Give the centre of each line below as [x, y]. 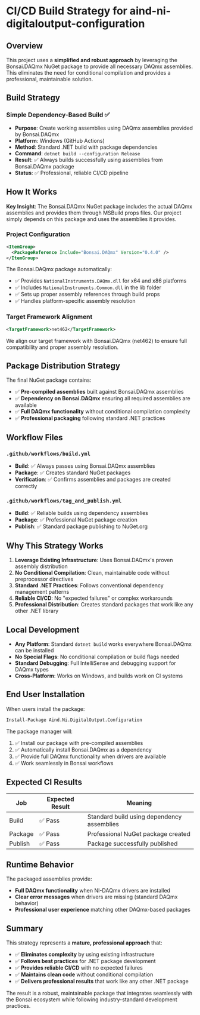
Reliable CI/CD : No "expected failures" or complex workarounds [94, 598]
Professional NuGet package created [139, 833]
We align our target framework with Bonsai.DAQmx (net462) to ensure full [97, 341]
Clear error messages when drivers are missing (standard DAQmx [96, 897]
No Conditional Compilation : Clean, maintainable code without [92, 573]
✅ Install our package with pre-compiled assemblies [79, 743]
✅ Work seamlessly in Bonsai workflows [64, 763]
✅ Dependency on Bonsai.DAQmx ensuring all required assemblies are [102, 398]
